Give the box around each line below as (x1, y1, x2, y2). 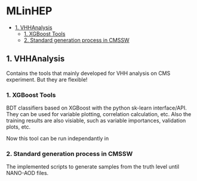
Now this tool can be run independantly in (6, 135, 109, 142)
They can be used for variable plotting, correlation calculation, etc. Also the (6, 111, 192, 118)
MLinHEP (6, 4, 53, 18)
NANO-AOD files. (6, 170, 49, 177)
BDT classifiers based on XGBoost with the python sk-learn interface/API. (6, 104, 187, 111)
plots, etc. (6, 123, 31, 130)
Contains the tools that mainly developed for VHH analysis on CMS (6, 70, 171, 77)
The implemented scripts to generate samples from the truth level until (6, 163, 180, 170)
